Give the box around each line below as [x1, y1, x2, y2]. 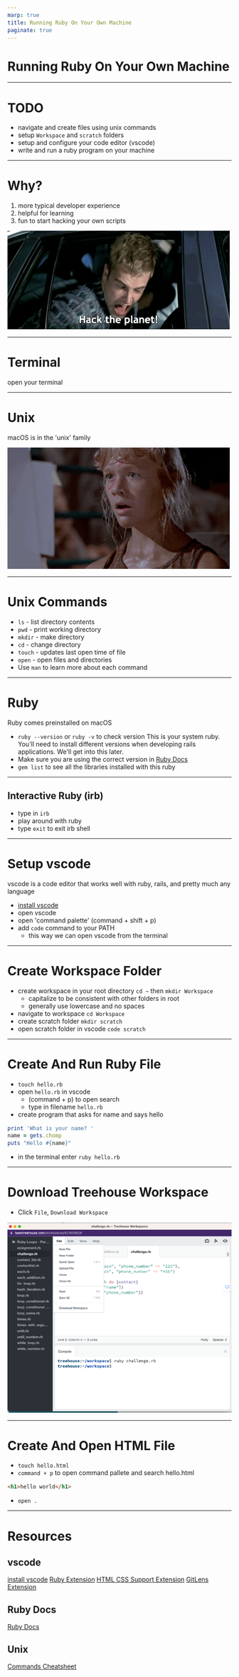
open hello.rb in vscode [17, 1087, 91, 1096]
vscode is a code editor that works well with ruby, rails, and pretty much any [7, 879, 231, 888]
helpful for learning [17, 209, 74, 218]
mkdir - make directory [17, 633, 85, 641]
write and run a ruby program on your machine [17, 146, 155, 155]
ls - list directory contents [17, 618, 95, 626]
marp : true [7, 11, 40, 19]
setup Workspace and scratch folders [17, 131, 124, 139]
